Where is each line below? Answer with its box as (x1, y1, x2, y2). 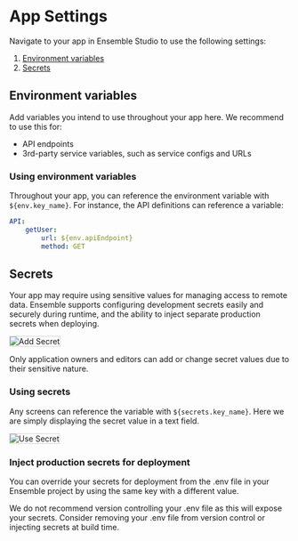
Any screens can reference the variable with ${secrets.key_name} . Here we (9, 406, 285, 416)
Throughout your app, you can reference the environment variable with (9, 190, 270, 201)
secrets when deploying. (9, 319, 100, 329)
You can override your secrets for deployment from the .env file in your (9, 476, 270, 487)
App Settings (9, 6, 109, 27)
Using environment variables (9, 170, 137, 182)
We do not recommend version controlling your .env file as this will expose (9, 503, 283, 513)
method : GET (41, 242, 86, 251)
